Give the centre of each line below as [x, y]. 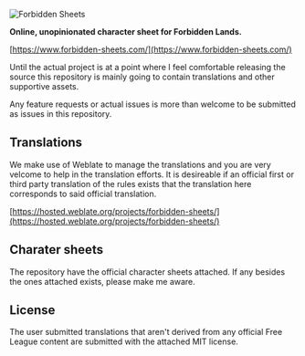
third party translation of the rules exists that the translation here [131, 183]
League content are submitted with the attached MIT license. [124, 341]
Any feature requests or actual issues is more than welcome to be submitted [153, 104]
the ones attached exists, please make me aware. [103, 281]
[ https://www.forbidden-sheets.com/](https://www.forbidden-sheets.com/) [151, 49]
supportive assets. [44, 86]
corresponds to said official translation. [83, 194]
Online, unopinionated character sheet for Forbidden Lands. [126, 31]
